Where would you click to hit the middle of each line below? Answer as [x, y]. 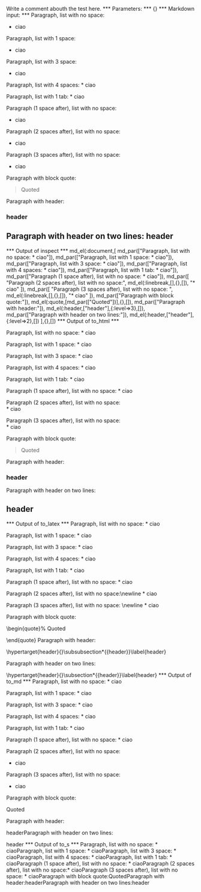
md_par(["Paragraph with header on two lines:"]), [67, 314]
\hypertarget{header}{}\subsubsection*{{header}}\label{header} [86, 652]
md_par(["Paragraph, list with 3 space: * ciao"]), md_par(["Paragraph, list [97, 263]
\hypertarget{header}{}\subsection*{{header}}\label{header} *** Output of [99, 675]
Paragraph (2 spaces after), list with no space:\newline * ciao [82, 593]
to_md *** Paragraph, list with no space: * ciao [64, 681]
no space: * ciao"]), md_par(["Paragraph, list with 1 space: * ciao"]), [90, 257]
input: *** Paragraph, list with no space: [55, 15]
